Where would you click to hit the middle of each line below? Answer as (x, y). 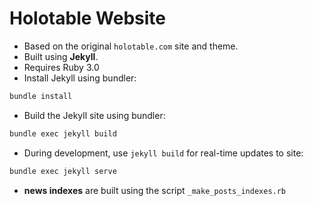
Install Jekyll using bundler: (80, 78)
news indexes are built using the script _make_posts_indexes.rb (155, 190)
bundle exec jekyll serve (63, 171)
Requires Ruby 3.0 (61, 67)
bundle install (41, 96)
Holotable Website (87, 18)
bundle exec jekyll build (63, 133)
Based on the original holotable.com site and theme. (131, 46)
